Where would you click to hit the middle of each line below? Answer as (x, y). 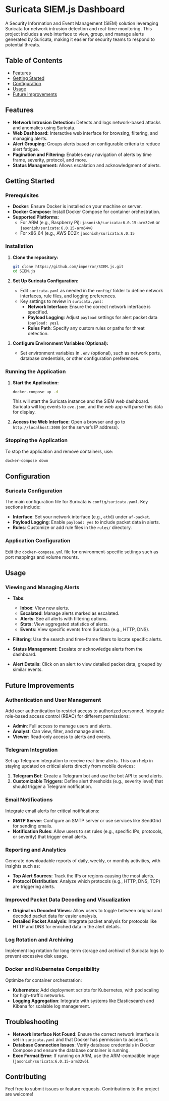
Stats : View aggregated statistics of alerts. (64, 624)
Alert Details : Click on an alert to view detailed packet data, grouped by (87, 664)
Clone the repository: (35, 257)
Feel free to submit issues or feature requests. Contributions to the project (82, 1089)
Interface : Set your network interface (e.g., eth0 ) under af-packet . (81, 517)
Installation (19, 246)
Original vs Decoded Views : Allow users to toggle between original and (87, 911)
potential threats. (23, 44)
